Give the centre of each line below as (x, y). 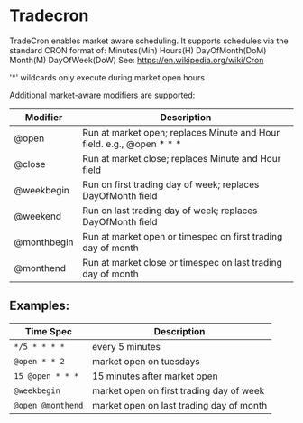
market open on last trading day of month (179, 405)
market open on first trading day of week (178, 390)
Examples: (40, 306)
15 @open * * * (46, 376)
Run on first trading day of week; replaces (171, 184)
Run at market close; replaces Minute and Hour (182, 158)
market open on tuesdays (146, 361)
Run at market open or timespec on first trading (183, 236)
